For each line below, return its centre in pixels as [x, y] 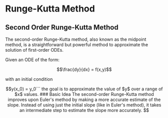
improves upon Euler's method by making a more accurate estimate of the [84, 99]
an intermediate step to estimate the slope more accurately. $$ [84, 110]
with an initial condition [29, 79]
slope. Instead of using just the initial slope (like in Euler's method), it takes [84, 105]
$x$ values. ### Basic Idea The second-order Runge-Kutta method [84, 94]
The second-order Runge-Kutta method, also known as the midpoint [76, 39]
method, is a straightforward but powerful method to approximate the [77, 45]
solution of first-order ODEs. [34, 50]
